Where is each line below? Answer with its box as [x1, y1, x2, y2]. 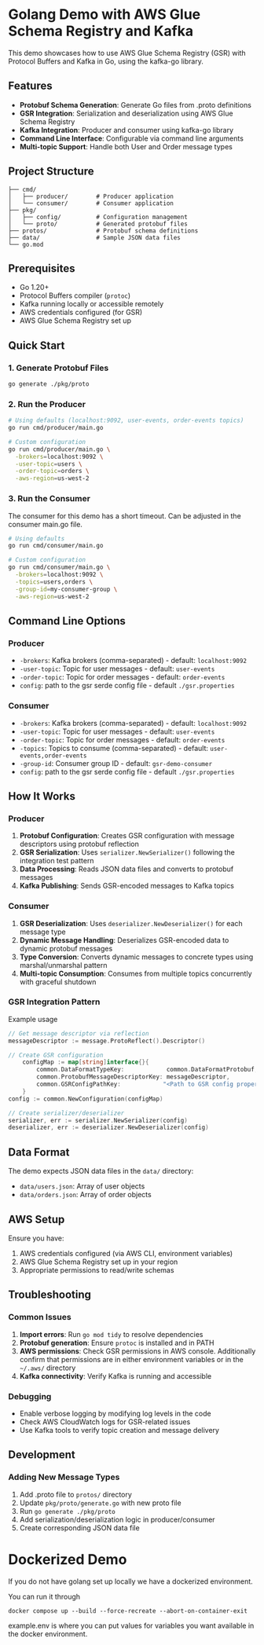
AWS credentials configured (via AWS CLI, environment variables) [19, 1248, 233, 1258]
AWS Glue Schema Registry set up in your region [19, 1257, 178, 1266]
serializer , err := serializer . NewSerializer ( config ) [8, 1116, 189, 1124]
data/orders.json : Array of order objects [19, 1190, 152, 1200]
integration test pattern [19, 856, 94, 866]
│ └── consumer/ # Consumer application [8, 199, 174, 207]
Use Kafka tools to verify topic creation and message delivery [19, 1425, 220, 1434]
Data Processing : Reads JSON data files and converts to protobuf [19, 864, 234, 874]
